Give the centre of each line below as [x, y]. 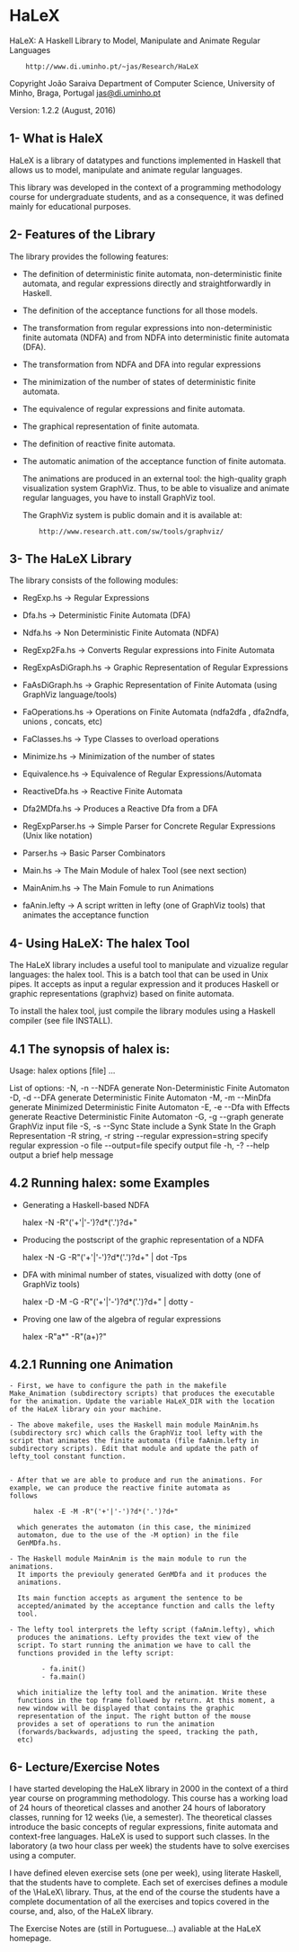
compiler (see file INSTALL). [61, 1021]
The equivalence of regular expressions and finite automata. [133, 408]
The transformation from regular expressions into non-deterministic [147, 327]
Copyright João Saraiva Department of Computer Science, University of [142, 83]
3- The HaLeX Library [70, 559]
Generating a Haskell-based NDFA [86, 1204]
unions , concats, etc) [62, 721]
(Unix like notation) [57, 836]
